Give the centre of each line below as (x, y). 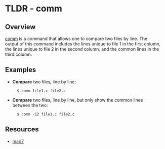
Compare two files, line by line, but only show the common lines (78, 100)
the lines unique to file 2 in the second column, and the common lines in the (82, 49)
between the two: (30, 105)
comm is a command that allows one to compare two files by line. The (76, 38)
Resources (22, 130)
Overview (21, 27)
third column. (19, 54)
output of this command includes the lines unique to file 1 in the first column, (83, 44)
